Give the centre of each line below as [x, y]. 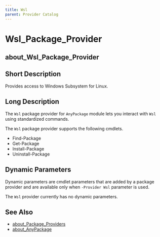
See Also [19, 212]
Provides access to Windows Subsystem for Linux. [57, 86]
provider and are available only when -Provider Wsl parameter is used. [77, 187]
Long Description [32, 102]
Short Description [33, 74]
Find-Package [26, 138]
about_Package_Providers [39, 224]
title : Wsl [16, 10]
